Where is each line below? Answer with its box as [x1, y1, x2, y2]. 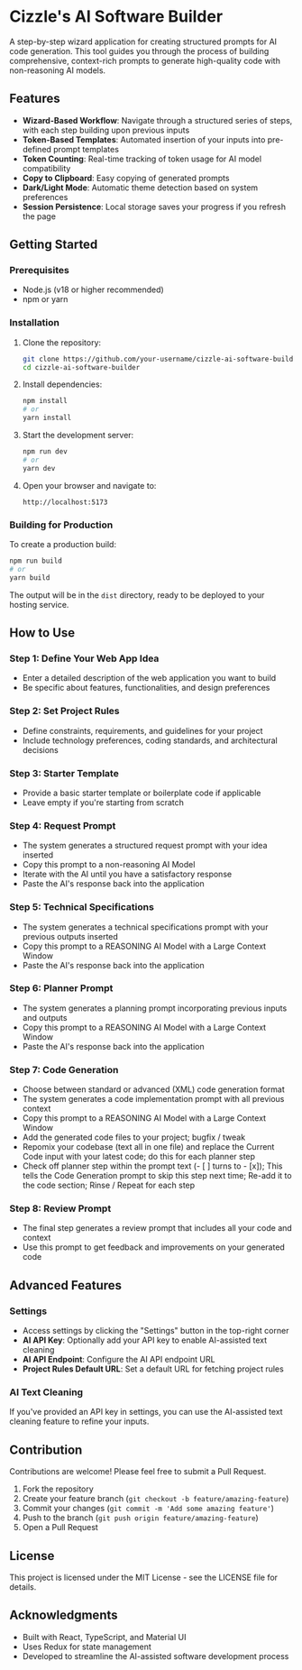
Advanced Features [9, 1278, 123, 1293]
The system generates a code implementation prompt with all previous [22, 1094, 285, 1105]
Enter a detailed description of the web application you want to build [22, 673, 277, 684]
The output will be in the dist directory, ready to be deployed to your [9, 589, 265, 601]
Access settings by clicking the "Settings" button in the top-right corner [22, 1326, 289, 1336]
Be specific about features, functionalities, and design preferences [22, 683, 270, 693]
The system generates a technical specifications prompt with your [22, 922, 269, 932]
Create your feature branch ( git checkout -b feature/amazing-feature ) [22, 1493, 289, 1504]
